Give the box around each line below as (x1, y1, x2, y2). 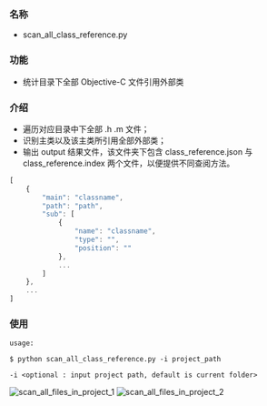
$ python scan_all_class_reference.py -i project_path (9, 355, 222, 364)
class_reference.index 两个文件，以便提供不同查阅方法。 (22, 157, 235, 168)
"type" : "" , (74, 235, 120, 245)
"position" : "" (74, 243, 132, 252)
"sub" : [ (42, 209, 75, 219)
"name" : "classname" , (74, 227, 156, 236)
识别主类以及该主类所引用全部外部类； (22, 135, 166, 146)
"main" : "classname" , (42, 193, 124, 202)
